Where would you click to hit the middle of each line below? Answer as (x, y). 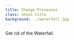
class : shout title (26, 14)
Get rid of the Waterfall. (30, 33)
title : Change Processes (31, 10)
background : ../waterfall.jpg (37, 19)
